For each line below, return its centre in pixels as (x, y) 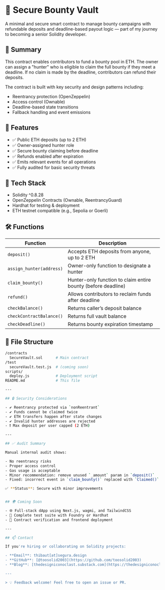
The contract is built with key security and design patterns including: (74, 87)
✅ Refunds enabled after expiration (48, 156)
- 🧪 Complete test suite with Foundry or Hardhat (57, 515)
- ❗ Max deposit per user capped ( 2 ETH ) (47, 426)
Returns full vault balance (97, 316)
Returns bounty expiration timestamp (110, 324)
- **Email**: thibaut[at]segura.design (46, 555)
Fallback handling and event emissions (51, 112)
